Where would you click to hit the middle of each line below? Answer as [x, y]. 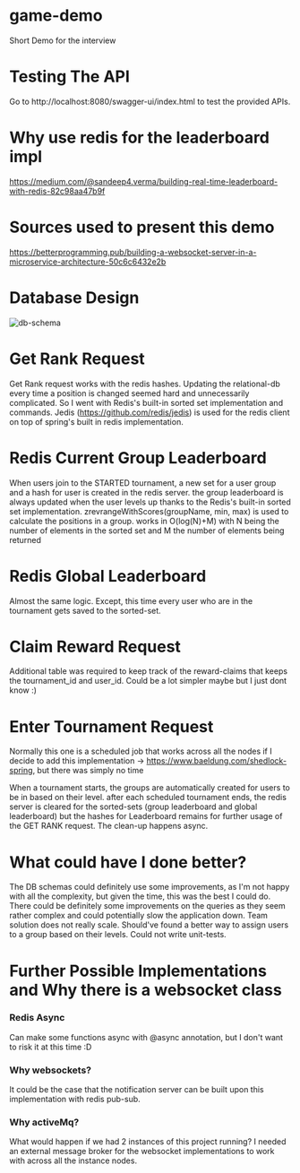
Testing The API [69, 77]
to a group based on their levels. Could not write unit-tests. [118, 935]
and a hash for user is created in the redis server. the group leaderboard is [146, 492]
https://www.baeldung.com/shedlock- [217, 761]
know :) [23, 690]
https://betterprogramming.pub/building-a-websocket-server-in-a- [133, 252]
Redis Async [37, 1018]
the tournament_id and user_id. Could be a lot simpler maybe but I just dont [148, 681]
